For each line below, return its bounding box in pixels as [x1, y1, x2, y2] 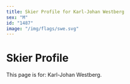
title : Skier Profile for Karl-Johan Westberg [6, 8, 125, 15]
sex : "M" [6, 14, 28, 20]
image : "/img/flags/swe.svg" [6, 25, 79, 32]
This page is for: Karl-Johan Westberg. [6, 71, 102, 79]
